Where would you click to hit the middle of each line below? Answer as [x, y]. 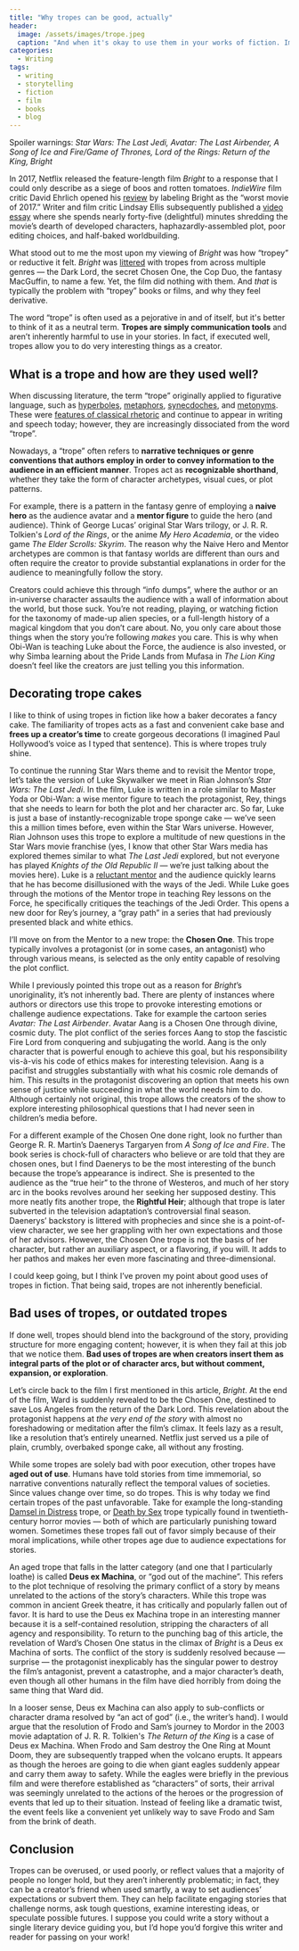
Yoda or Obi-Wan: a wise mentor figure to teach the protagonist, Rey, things [148, 799]
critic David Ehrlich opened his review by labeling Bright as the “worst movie [149, 198]
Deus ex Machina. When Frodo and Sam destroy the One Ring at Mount [140, 1745]
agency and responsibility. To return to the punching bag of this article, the [146, 1633]
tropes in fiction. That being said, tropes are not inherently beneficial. [136, 1285]
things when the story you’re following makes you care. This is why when [144, 637]
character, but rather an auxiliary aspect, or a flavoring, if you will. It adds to [148, 1249]
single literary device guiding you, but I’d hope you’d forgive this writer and [146, 1928]
